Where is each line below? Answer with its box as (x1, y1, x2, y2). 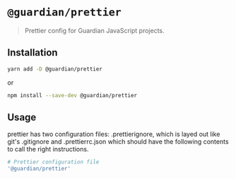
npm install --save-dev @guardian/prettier (7, 92, 138, 99)
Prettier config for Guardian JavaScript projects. (24, 26, 165, 35)
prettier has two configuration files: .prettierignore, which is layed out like (7, 130, 220, 139)
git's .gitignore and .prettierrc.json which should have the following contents (7, 137, 229, 146)
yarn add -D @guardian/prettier (7, 66, 102, 73)
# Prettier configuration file (7, 159, 100, 166)
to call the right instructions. (7, 145, 89, 154)
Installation (7, 47, 58, 58)
